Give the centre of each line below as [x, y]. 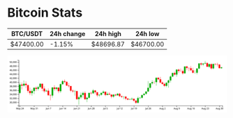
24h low [147, 34]
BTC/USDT [27, 34]
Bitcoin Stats [45, 13]
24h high [108, 34]
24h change [68, 34]
